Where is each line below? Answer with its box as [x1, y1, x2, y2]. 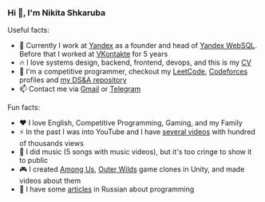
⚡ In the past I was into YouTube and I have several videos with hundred [18, 127, 256, 137]
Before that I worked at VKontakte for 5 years [18, 50, 168, 59]
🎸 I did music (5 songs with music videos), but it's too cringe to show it [18, 147, 252, 156]
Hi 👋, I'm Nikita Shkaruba [7, 7, 106, 18]
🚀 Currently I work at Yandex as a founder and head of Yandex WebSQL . [18, 41, 257, 50]
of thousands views [18, 139, 85, 149]
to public [18, 156, 49, 165]
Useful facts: [7, 26, 49, 35]
